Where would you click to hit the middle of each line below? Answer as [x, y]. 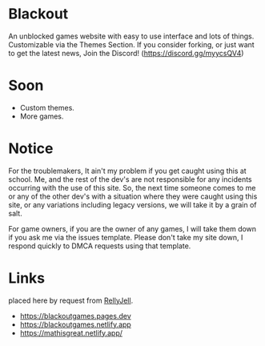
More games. [42, 116]
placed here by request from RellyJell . [71, 300]
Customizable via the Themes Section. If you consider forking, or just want [131, 44]
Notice [31, 149]
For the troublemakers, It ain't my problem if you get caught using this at [127, 171]
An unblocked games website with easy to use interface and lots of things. [131, 36]
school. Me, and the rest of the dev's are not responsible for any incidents [130, 179]
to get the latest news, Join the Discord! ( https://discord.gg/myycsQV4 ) [126, 53]
